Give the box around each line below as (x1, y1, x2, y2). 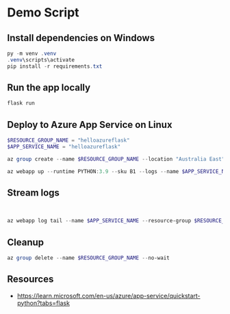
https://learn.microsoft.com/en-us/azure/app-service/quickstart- (16, 291, 201, 300)
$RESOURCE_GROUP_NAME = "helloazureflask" (7, 137, 130, 144)
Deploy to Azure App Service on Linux (7, 118, 172, 131)
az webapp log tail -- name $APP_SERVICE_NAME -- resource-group (7, 218, 192, 224)
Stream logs (7, 187, 60, 199)
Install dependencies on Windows (7, 32, 155, 44)
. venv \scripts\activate (7, 56, 75, 63)
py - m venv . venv (7, 50, 57, 57)
